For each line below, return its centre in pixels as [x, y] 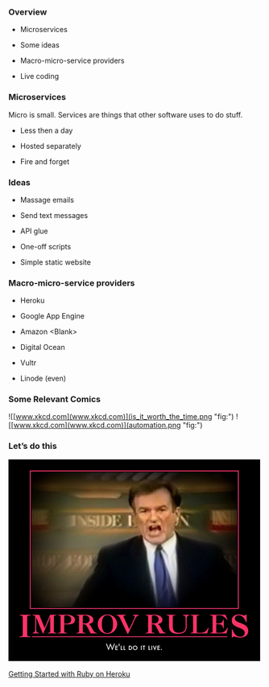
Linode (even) [43, 378]
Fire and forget [45, 161]
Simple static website [55, 262]
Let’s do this [33, 446]
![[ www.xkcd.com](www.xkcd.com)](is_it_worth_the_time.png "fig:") [121, 417]
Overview [28, 12]
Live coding [39, 76]
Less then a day [46, 130]
